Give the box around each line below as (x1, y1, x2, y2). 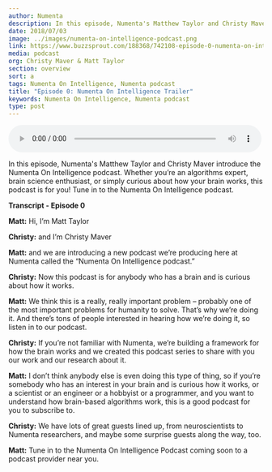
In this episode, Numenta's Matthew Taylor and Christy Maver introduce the (8, 159, 261, 169)
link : (8, 42, 27, 50)
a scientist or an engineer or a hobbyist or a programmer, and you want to (8, 388, 254, 398)
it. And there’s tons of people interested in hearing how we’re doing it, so (8, 314, 251, 324)
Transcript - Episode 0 (8, 200, 86, 211)
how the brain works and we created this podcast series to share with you (8, 346, 255, 357)
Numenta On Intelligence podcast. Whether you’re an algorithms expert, (8, 168, 249, 178)
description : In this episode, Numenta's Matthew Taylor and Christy (8, 19, 249, 28)
